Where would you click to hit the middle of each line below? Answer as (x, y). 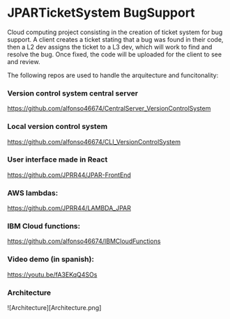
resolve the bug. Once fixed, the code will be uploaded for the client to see (114, 54)
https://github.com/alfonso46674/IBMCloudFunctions (84, 241)
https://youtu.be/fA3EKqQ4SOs (52, 274)
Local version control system (58, 127)
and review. (24, 61)
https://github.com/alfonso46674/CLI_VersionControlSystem (94, 141)
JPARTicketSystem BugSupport (101, 13)
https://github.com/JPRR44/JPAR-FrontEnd (69, 175)
